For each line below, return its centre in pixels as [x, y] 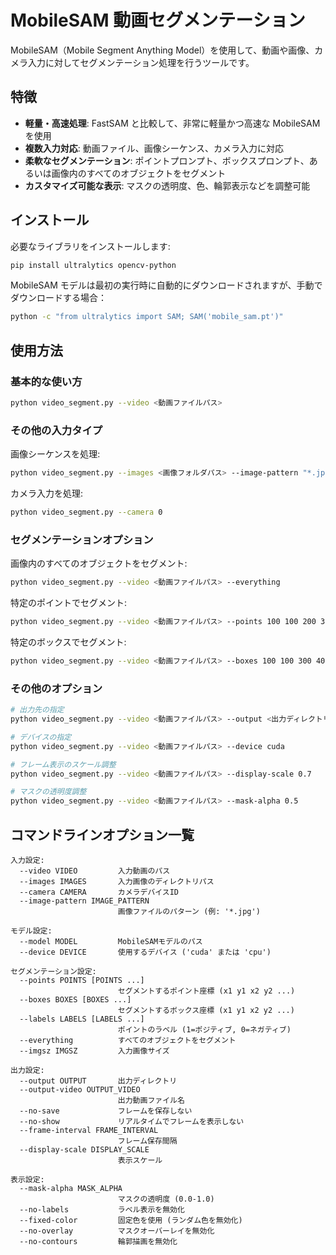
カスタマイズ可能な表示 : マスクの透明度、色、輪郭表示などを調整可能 [167, 185]
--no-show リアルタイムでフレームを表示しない [132, 1121]
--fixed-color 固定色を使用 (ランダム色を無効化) [131, 1220]
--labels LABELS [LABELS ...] [82, 1019]
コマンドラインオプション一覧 [102, 834]
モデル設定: [31, 931]
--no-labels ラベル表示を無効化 [102, 1209]
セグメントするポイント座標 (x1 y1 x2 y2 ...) [206, 991]
